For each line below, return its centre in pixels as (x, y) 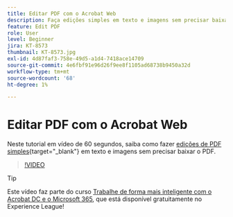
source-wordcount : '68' (42, 78)
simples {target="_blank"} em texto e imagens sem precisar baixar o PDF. (112, 151)
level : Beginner (31, 40)
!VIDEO (34, 165)
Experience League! (36, 207)
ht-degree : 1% (28, 85)
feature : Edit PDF (34, 26)
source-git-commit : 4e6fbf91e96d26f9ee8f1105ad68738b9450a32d (99, 65)
